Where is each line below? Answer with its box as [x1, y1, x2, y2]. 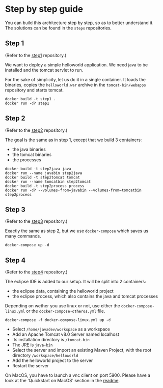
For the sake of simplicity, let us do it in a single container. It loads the [5, 76, 146, 82]
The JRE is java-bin [12, 342, 53, 348]
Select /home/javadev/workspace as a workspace [12, 326, 110, 332]
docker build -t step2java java [5, 166, 71, 171]
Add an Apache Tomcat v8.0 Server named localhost [12, 331, 119, 337]
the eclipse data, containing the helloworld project [12, 288, 114, 294]
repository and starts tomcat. [5, 87, 64, 93]
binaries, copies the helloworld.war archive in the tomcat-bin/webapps [5, 82, 146, 88]
